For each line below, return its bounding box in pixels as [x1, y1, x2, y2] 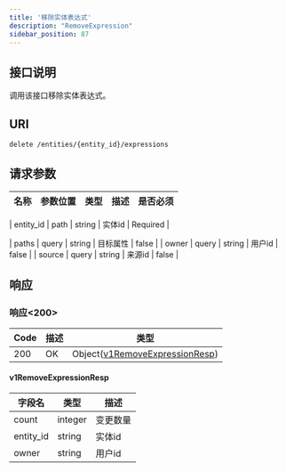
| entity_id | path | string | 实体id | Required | [9, 219, 171, 230]
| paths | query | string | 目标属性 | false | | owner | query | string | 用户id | [9, 238, 278, 248]
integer [57, 413, 87, 426]
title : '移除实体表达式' [9, 12, 91, 22]
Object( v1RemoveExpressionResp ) [72, 347, 219, 360]
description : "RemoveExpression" [9, 21, 133, 30]
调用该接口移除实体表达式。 [9, 90, 111, 101]
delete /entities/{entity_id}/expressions [9, 140, 169, 149]
